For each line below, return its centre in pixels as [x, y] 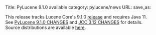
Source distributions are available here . [46, 27]
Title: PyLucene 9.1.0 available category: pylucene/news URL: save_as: [78, 7]
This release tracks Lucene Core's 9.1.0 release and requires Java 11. [76, 17]
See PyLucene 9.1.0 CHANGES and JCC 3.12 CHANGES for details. [74, 22]
